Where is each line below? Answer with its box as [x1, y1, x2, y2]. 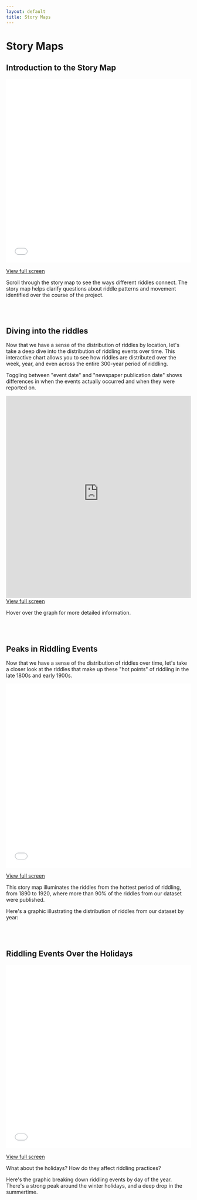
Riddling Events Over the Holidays [6, 948, 133, 959]
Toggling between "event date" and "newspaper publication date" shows [6, 372, 182, 379]
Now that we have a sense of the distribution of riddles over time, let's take [6, 659, 188, 666]
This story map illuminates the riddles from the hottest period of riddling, [6, 884, 182, 891]
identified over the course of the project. [6, 291, 104, 298]
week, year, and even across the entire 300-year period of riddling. [6, 360, 168, 368]
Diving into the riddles [6, 326, 89, 336]
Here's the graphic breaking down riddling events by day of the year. [6, 1176, 172, 1183]
